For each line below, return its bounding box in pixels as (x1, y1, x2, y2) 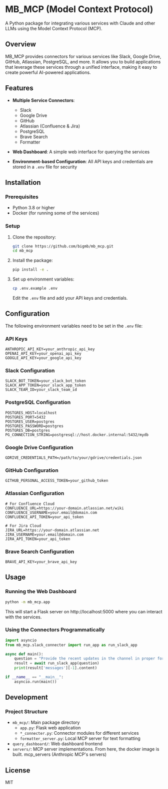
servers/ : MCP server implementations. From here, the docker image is (12, 746, 159, 752)
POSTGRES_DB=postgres (5, 428, 50, 433)
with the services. (5, 614, 42, 620)
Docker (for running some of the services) (12, 210, 99, 216)
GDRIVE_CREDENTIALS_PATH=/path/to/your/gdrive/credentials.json (5, 455, 142, 460)
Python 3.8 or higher (12, 205, 55, 211)
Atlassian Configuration (5, 490, 64, 497)
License (5, 766, 30, 774)
